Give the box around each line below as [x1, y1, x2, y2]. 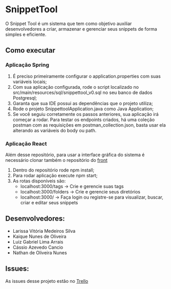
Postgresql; [12, 94, 37, 101]
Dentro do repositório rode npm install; [12, 167, 95, 173]
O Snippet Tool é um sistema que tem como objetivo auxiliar [5, 20, 132, 27]
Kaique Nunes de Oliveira [12, 233, 67, 239]
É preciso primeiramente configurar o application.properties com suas [12, 73, 161, 79]
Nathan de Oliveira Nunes [12, 249, 68, 256]
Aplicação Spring [5, 61, 50, 68]
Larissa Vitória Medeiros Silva [12, 228, 76, 234]
